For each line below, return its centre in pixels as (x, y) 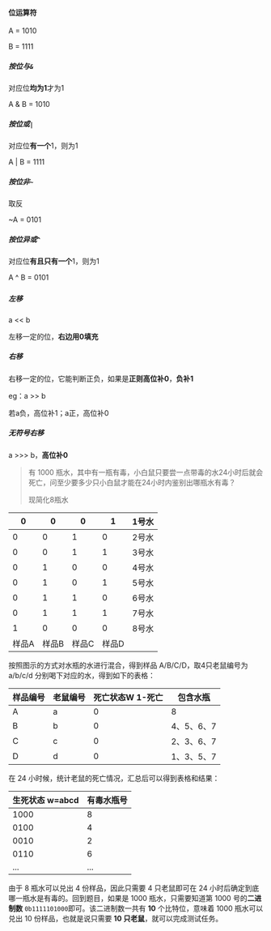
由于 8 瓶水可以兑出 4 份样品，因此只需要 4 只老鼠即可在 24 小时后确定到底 (134, 888)
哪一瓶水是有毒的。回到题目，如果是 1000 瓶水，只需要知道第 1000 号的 (128, 898)
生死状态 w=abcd (46, 800)
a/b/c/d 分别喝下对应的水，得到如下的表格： (82, 675)
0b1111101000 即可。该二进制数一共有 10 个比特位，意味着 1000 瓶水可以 (144, 908)
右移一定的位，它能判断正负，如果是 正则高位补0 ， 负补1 (101, 378)
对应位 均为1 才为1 (36, 88)
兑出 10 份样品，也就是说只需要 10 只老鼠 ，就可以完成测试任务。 (116, 918)
